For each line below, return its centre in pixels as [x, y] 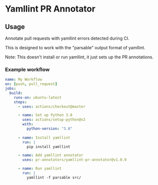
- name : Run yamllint [40, 169]
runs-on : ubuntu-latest [38, 98]
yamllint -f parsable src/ [54, 177]
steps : [20, 102]
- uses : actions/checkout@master [52, 107]
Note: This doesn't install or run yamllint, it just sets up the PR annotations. [79, 57]
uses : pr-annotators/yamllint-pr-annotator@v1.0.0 [75, 160]
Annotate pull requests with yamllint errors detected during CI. [67, 38]
